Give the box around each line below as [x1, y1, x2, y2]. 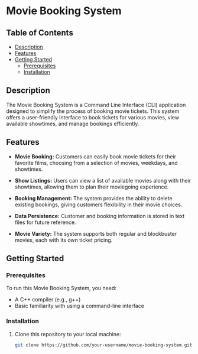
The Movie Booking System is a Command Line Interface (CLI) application [6, 101, 186, 108]
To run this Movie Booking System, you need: [6, 285, 117, 292]
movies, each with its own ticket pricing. [14, 236, 113, 243]
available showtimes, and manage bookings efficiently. [6, 120, 139, 127]
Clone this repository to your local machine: [14, 330, 121, 337]
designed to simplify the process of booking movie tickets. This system [6, 108, 180, 115]
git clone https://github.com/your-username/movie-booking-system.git [14, 342, 193, 348]
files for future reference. [14, 219, 76, 226]
